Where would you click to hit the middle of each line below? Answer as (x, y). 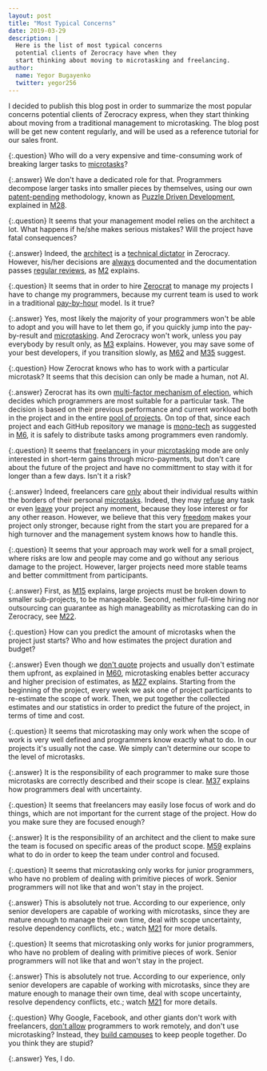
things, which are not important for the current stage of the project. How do (133, 813)
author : (21, 68)
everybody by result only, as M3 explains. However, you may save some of (131, 344)
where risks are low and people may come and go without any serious (124, 558)
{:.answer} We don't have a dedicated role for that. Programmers (115, 179)
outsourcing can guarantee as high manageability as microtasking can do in (133, 607)
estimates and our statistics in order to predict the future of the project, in (129, 707)
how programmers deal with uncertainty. (75, 789)
